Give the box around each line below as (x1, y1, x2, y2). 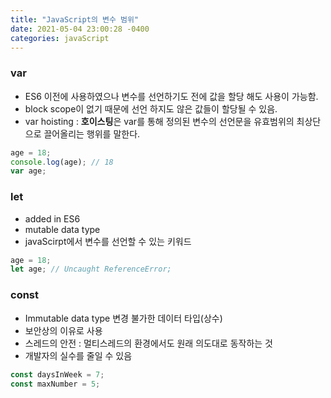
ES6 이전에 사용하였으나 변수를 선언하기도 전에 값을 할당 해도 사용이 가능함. (24, 90, 319, 102)
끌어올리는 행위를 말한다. (43, 127, 141, 140)
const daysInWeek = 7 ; (10, 369, 105, 380)
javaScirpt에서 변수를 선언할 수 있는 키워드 (24, 235, 192, 247)
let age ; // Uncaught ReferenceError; (10, 264, 172, 275)
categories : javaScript (10, 33, 110, 43)
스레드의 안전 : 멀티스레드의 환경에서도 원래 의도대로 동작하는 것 (24, 337, 273, 349)
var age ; (10, 166, 47, 176)
